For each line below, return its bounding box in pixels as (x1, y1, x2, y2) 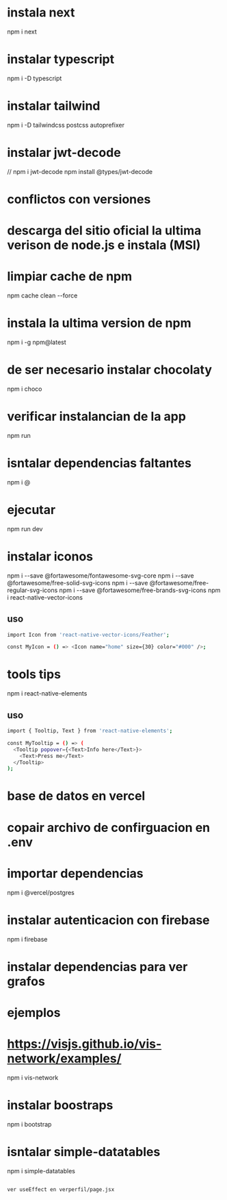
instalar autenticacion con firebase (7, 912, 210, 928)
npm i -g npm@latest (7, 338, 66, 346)
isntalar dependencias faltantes (7, 456, 191, 471)
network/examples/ (7, 1051, 122, 1066)
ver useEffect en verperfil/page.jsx (7, 1186, 115, 1193)
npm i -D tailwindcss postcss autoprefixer (7, 121, 125, 129)
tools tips (7, 667, 62, 683)
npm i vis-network (7, 1073, 59, 1081)
